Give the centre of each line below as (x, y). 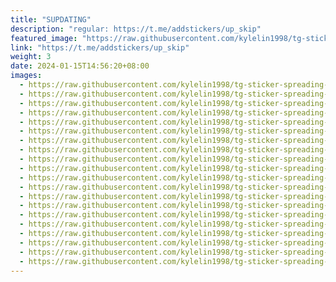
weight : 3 (31, 57)
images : (26, 76)
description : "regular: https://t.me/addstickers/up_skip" (136, 29)
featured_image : (44, 38)
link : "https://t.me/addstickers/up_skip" (100, 47)
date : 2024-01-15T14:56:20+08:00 (80, 66)
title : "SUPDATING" (51, 19)
